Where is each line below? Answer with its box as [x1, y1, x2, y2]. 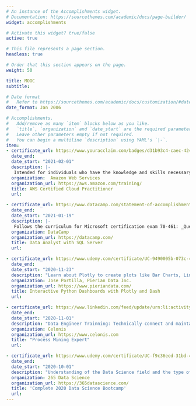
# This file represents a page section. [6, 46, 106, 52]
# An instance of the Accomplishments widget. [6, 8, 121, 15]
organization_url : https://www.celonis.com [11, 331, 118, 338]
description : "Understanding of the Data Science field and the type [11, 369, 184, 375]
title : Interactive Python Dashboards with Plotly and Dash [11, 289, 160, 294]
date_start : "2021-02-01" [11, 159, 75, 165]
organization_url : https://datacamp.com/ [11, 234, 114, 240]
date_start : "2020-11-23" [11, 266, 75, 272]
